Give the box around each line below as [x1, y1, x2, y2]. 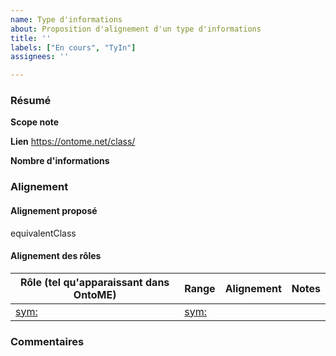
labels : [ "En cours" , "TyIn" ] [10, 42, 137, 53]
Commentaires [10, 334, 85, 348]
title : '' [10, 33, 52, 43]
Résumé [10, 94, 52, 108]
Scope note [10, 116, 60, 128]
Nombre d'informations [10, 155, 110, 167]
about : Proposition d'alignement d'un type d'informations [10, 24, 262, 34]
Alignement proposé [10, 204, 98, 216]
